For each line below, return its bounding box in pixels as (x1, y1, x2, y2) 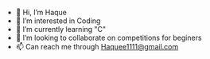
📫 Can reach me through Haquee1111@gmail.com (15, 42, 179, 51)
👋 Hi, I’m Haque (15, 8, 68, 17)
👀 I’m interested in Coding (15, 16, 101, 26)
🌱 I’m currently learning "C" (15, 25, 107, 33)
